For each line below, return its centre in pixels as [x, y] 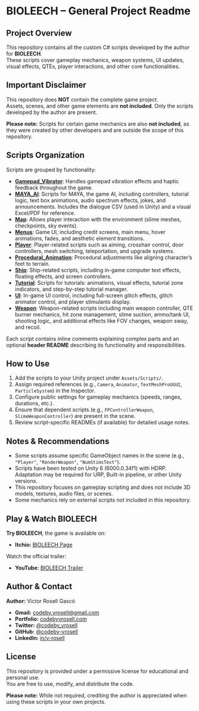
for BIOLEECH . [24, 54]
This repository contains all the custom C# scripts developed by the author [98, 47]
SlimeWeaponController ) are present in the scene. [75, 416]
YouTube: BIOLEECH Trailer [49, 568]
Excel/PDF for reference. [45, 213]
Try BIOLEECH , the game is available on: [56, 533]
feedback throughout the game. [54, 187]
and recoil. [28, 327]
